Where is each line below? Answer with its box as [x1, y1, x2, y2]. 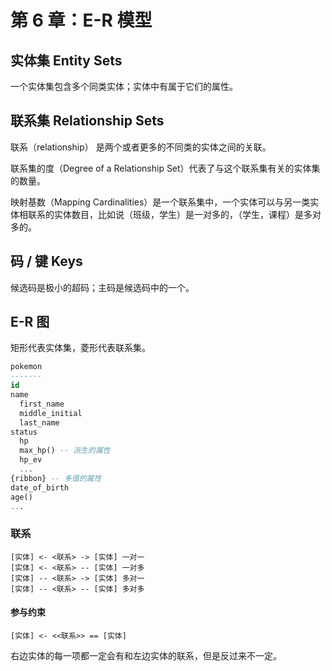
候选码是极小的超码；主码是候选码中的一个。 [10, 281, 195, 293]
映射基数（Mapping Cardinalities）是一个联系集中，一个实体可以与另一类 [10, 196, 311, 208]
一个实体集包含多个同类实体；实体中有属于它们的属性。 [10, 81, 238, 92]
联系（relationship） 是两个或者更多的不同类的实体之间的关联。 [10, 141, 272, 153]
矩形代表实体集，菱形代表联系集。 [10, 342, 151, 354]
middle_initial [19, 408, 83, 418]
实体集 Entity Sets [10, 52, 123, 69]
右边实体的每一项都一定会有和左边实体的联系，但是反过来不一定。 [10, 649, 282, 661]
